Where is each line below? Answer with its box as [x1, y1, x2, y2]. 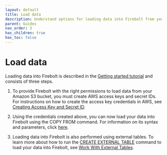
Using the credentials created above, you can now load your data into [12, 113, 155, 120]
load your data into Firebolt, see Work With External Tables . [12, 144, 134, 150]
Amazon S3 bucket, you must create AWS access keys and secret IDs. [12, 93, 157, 99]
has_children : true [5, 30, 46, 35]
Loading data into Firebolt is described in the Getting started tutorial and [5, 73, 153, 79]
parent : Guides [5, 21, 37, 26]
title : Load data [5, 12, 41, 17]
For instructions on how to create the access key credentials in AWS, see [12, 98, 162, 105]
